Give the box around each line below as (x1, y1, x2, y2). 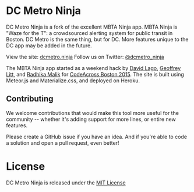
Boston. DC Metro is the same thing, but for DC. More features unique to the (6, 36, 189, 43)
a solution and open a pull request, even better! (6, 139, 119, 146)
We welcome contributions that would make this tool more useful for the (6, 109, 179, 116)
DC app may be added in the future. (6, 42, 92, 49)
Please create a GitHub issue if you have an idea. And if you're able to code (6, 133, 188, 140)
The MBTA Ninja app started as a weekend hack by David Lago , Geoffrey (6, 64, 181, 71)
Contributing (6, 94, 54, 104)
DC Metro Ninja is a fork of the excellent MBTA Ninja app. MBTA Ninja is (6, 23, 178, 30)
